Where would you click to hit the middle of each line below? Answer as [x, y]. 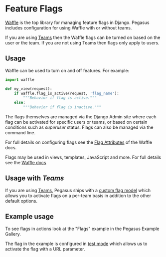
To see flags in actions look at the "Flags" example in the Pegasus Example [82, 229]
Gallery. [13, 234]
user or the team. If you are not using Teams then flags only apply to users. [82, 42]
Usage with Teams [35, 178]
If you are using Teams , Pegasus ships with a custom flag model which [78, 190]
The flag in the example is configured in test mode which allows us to [76, 244]
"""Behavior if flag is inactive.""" [62, 107]
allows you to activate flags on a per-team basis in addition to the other [78, 196]
